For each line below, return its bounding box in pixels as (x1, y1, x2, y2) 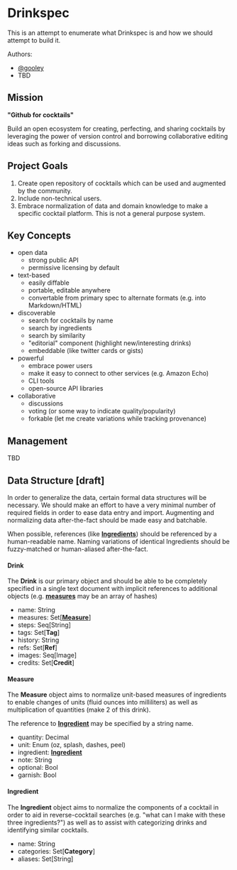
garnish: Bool (17, 771, 57, 779)
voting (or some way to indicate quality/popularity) (28, 407, 176, 415)
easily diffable (28, 278, 70, 287)
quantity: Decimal (17, 733, 70, 741)
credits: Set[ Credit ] (17, 658, 75, 667)
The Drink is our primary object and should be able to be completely (7, 577, 207, 585)
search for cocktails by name (28, 316, 114, 325)
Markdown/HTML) (28, 301, 82, 310)
